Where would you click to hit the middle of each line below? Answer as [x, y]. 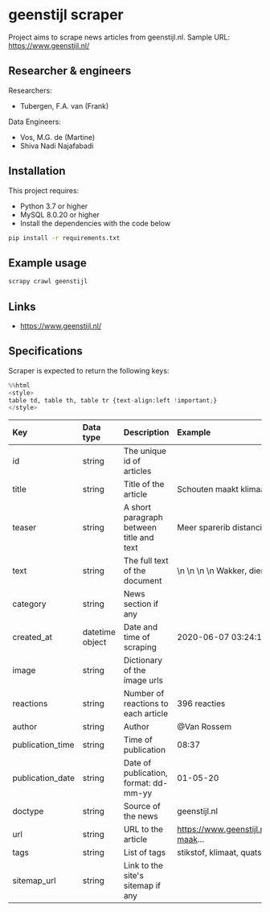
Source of [142, 807]
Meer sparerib [203, 527]
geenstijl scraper [66, 15]
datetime [99, 632]
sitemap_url [34, 881]
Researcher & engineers [70, 71]
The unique [145, 451]
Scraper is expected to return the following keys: [89, 370]
